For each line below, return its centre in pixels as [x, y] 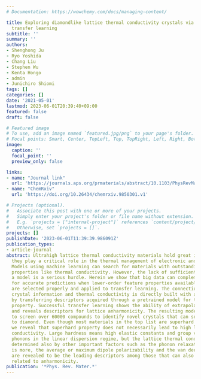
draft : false [22, 117]
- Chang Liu [21, 61]
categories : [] [25, 95]
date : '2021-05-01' [31, 101]
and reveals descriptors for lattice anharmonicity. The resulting [98, 311]
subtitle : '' [22, 34]
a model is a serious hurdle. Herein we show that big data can [93, 278]
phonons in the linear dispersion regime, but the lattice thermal [98, 339]
